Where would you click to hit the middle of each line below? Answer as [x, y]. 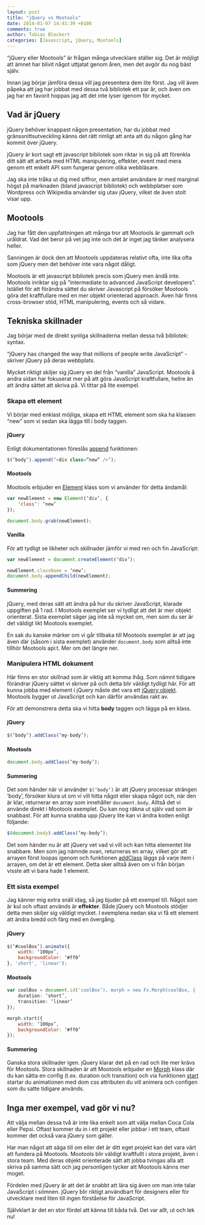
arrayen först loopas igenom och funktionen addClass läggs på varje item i [101, 858]
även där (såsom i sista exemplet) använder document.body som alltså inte [99, 641]
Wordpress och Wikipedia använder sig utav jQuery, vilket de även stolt [97, 192]
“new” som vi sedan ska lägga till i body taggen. [67, 421]
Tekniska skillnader [45, 321]
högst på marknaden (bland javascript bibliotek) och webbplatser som [95, 186]
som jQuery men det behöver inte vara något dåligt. [72, 264]
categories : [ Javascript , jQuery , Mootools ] [64, 40]
